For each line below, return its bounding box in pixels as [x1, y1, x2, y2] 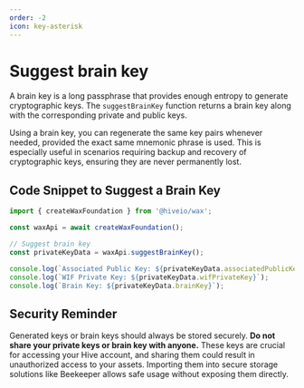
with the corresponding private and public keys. [9, 110, 187, 121]
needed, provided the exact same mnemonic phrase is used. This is [9, 137, 261, 148]
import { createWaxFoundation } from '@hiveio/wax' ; [9, 207, 213, 216]
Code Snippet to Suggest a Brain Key [9, 182, 222, 198]
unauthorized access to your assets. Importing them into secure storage [9, 359, 279, 370]
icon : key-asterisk [9, 22, 83, 31]
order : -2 [9, 13, 47, 23]
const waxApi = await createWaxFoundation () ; [9, 223, 184, 232]
